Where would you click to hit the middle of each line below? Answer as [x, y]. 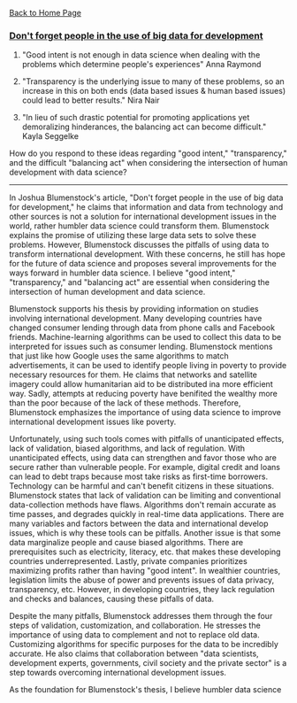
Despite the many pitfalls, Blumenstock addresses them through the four [141, 616]
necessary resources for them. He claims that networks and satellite [133, 375]
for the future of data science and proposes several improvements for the [143, 264]
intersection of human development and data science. [107, 292]
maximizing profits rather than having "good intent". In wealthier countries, [145, 571]
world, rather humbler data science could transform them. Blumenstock [139, 226]
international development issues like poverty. [93, 422]
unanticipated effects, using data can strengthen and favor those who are [143, 458]
